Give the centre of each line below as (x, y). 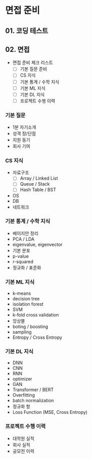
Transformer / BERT (33, 390)
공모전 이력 (23, 451)
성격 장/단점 (24, 134)
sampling (22, 332)
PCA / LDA (23, 239)
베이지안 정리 (25, 233)
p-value (21, 256)
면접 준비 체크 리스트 (33, 63)
